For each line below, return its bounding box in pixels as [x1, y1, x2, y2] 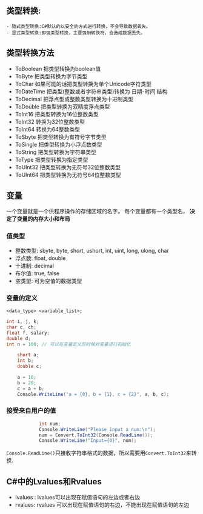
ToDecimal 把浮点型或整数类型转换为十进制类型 [15, 95, 134, 102]
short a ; [17, 352, 39, 358]
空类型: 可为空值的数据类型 [15, 277, 82, 284]
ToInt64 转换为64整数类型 [15, 125, 81, 133]
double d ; [6, 335, 32, 341]
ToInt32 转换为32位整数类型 [15, 118, 85, 125]
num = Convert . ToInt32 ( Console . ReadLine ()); [38, 432, 153, 438]
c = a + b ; [17, 385, 45, 392]
